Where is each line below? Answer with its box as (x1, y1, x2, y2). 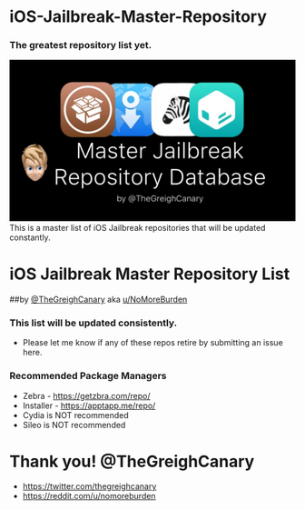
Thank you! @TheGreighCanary (9, 451, 255, 472)
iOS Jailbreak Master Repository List (9, 264, 290, 285)
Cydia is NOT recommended (22, 409, 129, 420)
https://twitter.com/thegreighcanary (22, 481, 157, 492)
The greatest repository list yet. (9, 39, 152, 52)
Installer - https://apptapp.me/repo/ (22, 400, 156, 411)
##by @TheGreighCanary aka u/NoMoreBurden (9, 294, 188, 305)
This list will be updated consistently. (9, 316, 178, 329)
